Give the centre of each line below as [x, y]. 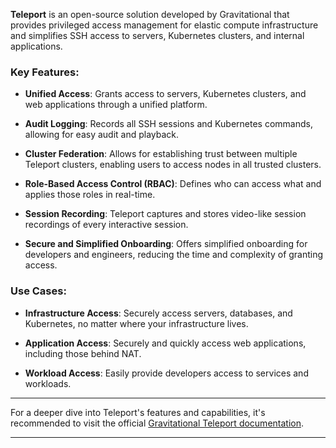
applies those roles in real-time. [90, 195]
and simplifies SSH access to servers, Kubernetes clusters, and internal [157, 35]
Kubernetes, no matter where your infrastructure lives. [136, 323]
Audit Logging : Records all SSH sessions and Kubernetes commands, [168, 124]
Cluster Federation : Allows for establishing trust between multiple [161, 154]
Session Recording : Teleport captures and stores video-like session [165, 214]
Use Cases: [38, 291]
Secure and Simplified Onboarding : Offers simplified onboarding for [166, 244]
